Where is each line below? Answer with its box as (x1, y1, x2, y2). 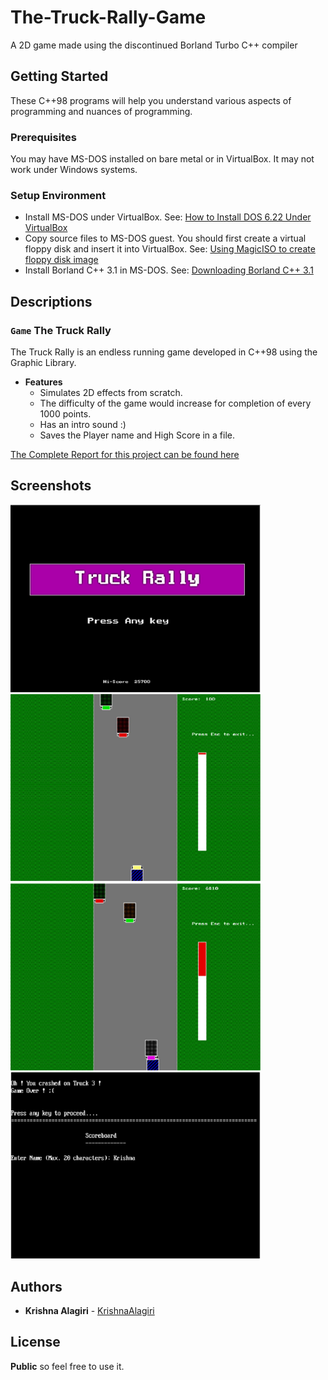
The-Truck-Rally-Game (10, 6, 207, 29)
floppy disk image (24, 254, 99, 266)
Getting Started (10, 68, 109, 85)
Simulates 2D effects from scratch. (39, 387, 183, 399)
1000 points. (39, 408, 92, 420)
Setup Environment (10, 188, 107, 202)
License (10, 1334, 61, 1351)
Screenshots (10, 477, 92, 495)
